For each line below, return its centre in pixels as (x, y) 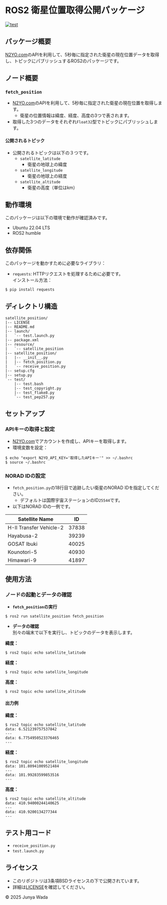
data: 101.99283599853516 (32, 775)
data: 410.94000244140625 (32, 803)
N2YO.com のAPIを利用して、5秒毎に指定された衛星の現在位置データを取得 (82, 54)
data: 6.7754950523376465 (32, 738)
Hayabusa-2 (23, 536)
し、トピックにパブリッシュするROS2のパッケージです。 (63, 61)
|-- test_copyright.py (38, 389)
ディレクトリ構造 (31, 306)
